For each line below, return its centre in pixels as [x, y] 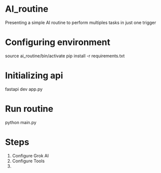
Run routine [29, 109]
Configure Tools [28, 161]
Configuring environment [58, 42]
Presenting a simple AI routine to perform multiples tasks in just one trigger [81, 22]
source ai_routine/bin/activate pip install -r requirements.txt [65, 56]
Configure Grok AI [30, 155]
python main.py [21, 122]
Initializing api [34, 76]
